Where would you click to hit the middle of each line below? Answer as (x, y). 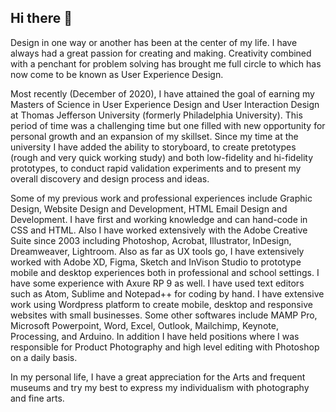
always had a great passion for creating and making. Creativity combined (161, 53)
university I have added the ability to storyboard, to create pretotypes (153, 147)
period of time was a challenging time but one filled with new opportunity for (168, 125)
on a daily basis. (44, 357)
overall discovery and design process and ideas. (110, 178)
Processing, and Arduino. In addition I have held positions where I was (155, 336)
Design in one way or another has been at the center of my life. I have (154, 42)
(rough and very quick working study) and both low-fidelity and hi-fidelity (162, 157)
